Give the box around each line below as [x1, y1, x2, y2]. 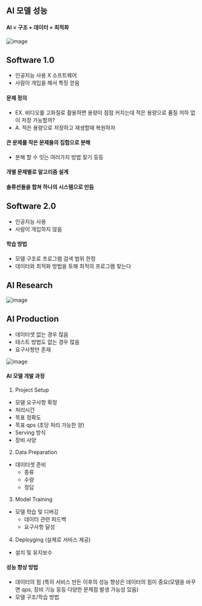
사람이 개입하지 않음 [14, 225, 62, 232]
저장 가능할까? [21, 116, 55, 124]
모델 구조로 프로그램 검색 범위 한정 [14, 255, 96, 263]
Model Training [14, 496, 53, 503]
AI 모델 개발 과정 [6, 372, 45, 380]
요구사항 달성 [24, 523, 55, 530]
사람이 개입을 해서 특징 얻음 [14, 79, 80, 86]
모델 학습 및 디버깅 [14, 508, 59, 515]
